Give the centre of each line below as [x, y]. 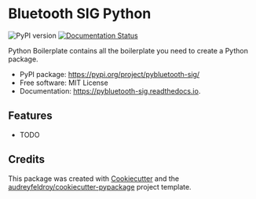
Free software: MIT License [64, 83]
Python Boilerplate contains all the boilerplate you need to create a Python [128, 50]
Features [30, 116]
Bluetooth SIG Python [80, 14]
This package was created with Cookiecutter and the [94, 179]
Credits [27, 159]
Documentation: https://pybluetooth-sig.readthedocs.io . [110, 90]
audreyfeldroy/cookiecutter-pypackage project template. [100, 186]
